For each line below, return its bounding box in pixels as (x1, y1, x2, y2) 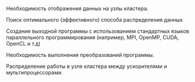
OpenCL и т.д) (6, 40, 41, 47)
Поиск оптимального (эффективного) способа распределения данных (6, 16, 183, 23)
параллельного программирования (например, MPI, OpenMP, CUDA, (6, 34, 179, 40)
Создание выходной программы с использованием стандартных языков (6, 28, 190, 35)
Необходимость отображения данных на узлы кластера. (6, 5, 149, 12)
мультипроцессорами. (6, 69, 63, 76)
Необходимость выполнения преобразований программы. (6, 52, 154, 58)
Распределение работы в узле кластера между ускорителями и (6, 63, 167, 70)
